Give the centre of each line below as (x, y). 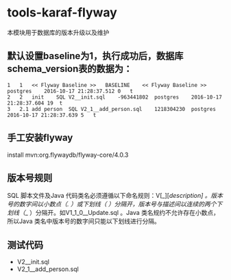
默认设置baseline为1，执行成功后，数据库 (95, 56)
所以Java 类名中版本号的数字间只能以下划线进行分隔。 (84, 221)
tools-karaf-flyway (62, 13)
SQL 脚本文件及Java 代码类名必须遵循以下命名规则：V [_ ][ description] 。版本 (115, 196)
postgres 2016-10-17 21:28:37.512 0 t (70, 91)
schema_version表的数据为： (70, 69)
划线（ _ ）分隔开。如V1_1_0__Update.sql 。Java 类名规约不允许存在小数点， (113, 213)
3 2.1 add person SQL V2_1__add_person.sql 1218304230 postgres (111, 109)
